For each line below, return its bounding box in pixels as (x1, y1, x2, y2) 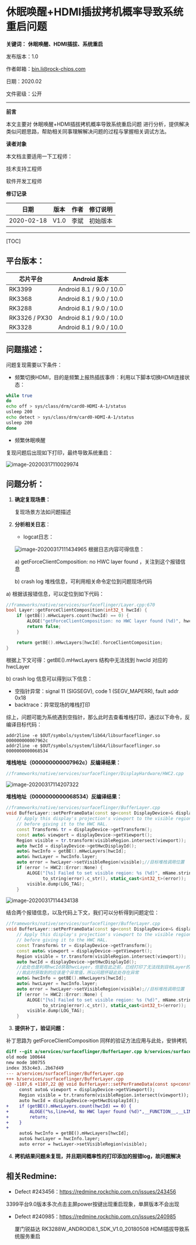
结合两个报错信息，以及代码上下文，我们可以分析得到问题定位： (6, 909, 159, 916)
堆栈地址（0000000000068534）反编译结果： (6, 793, 123, 800)
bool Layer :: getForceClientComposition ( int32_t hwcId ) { (6, 607, 148, 613)
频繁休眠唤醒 (14, 437, 45, 444)
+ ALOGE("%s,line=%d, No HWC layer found (6, 1109, 127, 1114)
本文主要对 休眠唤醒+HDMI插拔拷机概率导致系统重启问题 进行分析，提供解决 (6, 121, 190, 128)
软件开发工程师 (6, 177, 42, 184)
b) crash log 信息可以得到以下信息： (6, 675, 93, 682)
